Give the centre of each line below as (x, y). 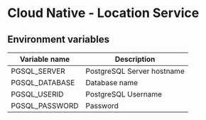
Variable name (45, 59)
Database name (112, 83)
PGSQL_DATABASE (43, 83)
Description (135, 59)
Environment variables (59, 39)
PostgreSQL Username (124, 94)
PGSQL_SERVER (38, 71)
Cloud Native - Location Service (103, 13)
